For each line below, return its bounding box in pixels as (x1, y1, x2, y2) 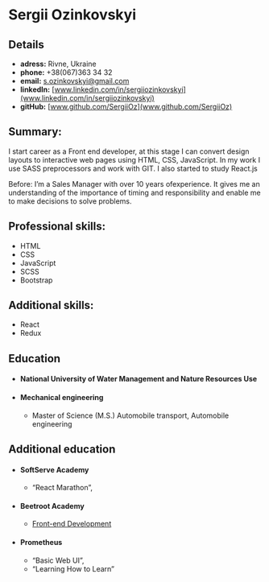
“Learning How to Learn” (31, 563, 115, 573)
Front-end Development (31, 519, 112, 529)
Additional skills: (8, 299, 94, 312)
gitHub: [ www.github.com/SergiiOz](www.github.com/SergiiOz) (19, 102, 233, 111)
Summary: (8, 125, 62, 138)
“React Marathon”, (31, 483, 93, 493)
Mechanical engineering (19, 393, 104, 402)
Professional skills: (8, 220, 106, 233)
